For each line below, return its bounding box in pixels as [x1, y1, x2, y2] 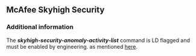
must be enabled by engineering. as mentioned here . [6, 43, 138, 50]
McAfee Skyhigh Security [6, 5, 105, 15]
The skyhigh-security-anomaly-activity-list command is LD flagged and [6, 36, 191, 44]
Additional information [6, 23, 74, 31]
